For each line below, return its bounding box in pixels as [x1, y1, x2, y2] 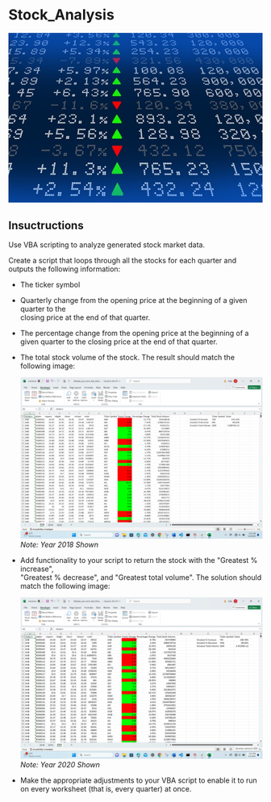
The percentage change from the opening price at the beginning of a [19, 329, 249, 338]
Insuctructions [8, 218, 84, 232]
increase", [19, 564, 54, 573]
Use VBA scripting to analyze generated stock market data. [8, 240, 206, 250]
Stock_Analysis [8, 6, 115, 24]
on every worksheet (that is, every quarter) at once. [19, 783, 192, 793]
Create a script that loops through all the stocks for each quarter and [8, 256, 236, 266]
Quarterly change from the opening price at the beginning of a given [19, 296, 248, 305]
